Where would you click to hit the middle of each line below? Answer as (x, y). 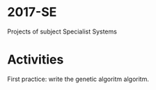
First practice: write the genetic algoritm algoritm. (78, 79)
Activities (36, 60)
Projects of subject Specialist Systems (62, 31)
